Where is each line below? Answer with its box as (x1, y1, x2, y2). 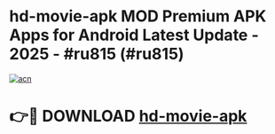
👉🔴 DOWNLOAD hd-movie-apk (9, 106, 247, 126)
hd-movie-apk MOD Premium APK (9, 6, 267, 27)
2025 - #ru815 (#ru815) (9, 44, 185, 64)
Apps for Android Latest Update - (9, 25, 259, 45)
